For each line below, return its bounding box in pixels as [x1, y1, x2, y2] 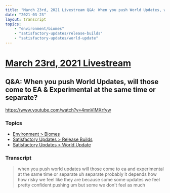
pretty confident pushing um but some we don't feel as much [17, 182, 145, 188]
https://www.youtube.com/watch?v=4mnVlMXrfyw [5, 107, 111, 113]
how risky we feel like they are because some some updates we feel [17, 177, 160, 183]
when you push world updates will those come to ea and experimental [17, 166, 164, 172]
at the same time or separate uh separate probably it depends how [17, 171, 157, 177]
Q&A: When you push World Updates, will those [5, 78, 159, 86]
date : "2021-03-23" [5, 12, 47, 17]
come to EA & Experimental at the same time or [5, 86, 156, 94]
